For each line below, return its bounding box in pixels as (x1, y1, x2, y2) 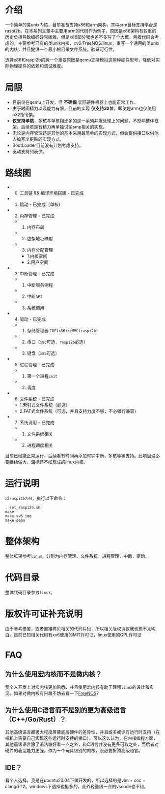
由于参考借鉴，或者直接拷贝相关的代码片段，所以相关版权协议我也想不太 (5, 626, 151, 632)
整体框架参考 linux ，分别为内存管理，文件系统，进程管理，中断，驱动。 (5, 553, 150, 559)
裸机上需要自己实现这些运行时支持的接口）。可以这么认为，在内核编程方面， (5, 735, 158, 741)
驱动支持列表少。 (12, 148, 47, 154)
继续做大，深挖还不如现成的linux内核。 (9, 459, 88, 465)
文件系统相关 (27, 431, 53, 437)
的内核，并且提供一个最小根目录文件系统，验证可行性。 (5, 46, 117, 52)
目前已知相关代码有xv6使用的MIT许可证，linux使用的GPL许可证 (13, 632, 141, 637)
